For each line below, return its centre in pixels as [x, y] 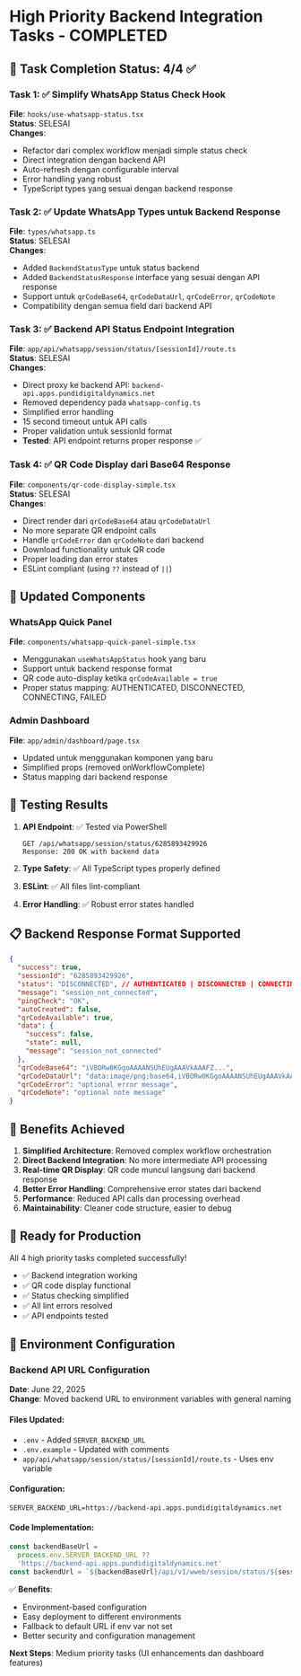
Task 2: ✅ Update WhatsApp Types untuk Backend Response [145, 211]
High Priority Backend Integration [136, 17]
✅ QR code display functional [77, 1285]
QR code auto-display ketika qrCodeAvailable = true [120, 678]
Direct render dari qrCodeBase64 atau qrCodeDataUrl [116, 520]
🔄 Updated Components [77, 597]
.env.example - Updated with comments [96, 1449]
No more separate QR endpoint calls [89, 530]
